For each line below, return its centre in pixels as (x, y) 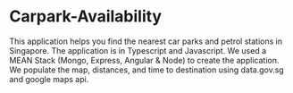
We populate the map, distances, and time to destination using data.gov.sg (146, 70)
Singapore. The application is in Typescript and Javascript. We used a (138, 50)
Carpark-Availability (86, 17)
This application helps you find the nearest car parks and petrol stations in (146, 41)
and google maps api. (49, 79)
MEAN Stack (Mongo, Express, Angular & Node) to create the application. (144, 60)
